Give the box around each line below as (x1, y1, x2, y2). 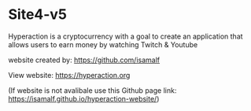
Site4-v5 (8, 6, 67, 24)
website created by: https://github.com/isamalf (8, 55, 161, 65)
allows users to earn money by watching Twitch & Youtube (8, 39, 198, 49)
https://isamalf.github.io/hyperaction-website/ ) (8, 94, 160, 103)
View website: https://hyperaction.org (8, 70, 131, 80)
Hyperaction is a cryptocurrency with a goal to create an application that (8, 31, 243, 41)
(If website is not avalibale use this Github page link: (8, 85, 177, 95)
